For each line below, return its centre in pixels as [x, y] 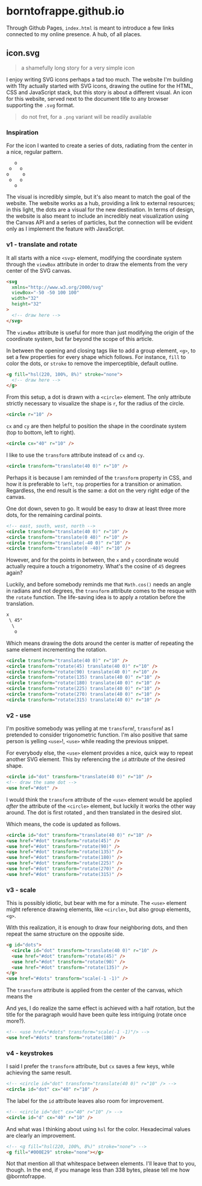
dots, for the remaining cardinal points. [54, 515]
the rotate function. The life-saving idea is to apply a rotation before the [96, 597]
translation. [20, 604]
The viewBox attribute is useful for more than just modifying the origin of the [100, 332]
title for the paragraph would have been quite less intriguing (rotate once [96, 1015]
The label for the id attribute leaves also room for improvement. [85, 1101]
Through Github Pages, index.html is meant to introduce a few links [90, 28]
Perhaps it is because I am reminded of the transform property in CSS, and [99, 477]
